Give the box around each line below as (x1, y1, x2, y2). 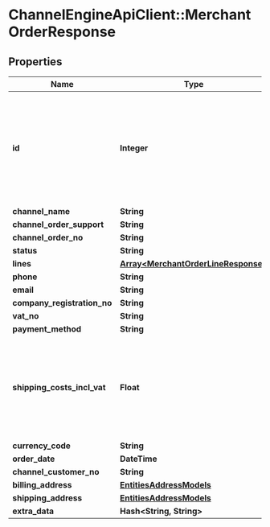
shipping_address (12, 492, 83, 504)
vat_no (12, 311, 39, 321)
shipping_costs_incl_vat (12, 382, 106, 393)
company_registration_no (12, 298, 112, 308)
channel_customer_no (12, 467, 100, 477)
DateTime (119, 453, 157, 464)
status (12, 245, 38, 256)
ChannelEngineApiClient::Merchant (8, 6, 252, 24)
